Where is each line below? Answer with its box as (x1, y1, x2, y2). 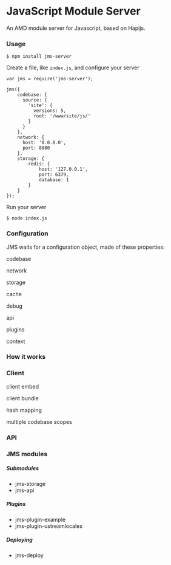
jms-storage (15, 480, 46, 487)
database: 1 (38, 177, 69, 183)
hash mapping (6, 406, 42, 414)
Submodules (6, 465, 39, 472)
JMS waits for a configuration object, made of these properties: (6, 243, 165, 251)
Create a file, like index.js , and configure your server (6, 64, 139, 71)
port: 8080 (22, 145, 50, 151)
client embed (6, 383, 39, 390)
